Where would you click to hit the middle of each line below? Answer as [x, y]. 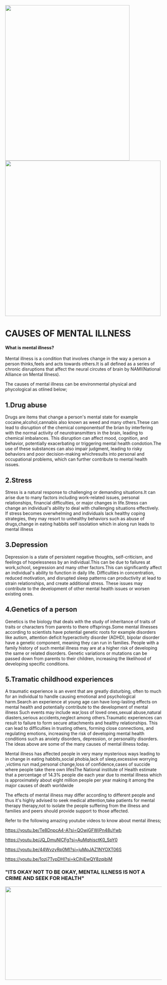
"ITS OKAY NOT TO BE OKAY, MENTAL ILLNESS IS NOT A [75, 872]
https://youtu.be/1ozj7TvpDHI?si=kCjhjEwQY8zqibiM [59, 859]
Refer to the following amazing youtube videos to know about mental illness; [83, 821]
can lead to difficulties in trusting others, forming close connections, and [80, 728]
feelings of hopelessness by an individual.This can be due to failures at [78, 562]
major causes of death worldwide [39, 786]
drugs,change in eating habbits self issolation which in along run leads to [80, 524]
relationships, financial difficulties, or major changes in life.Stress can [76, 503]
